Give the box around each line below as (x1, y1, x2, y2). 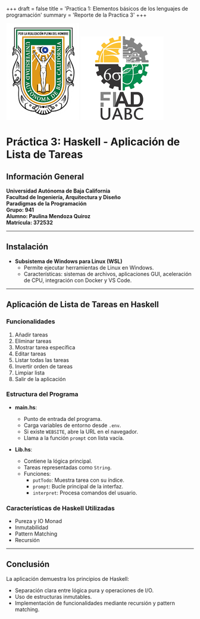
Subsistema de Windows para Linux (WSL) (14, 258, 123, 265)
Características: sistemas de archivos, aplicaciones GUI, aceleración (23, 270, 192, 277)
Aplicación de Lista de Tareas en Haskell (6, 299, 159, 309)
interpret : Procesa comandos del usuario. (32, 489, 137, 496)
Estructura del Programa (6, 390, 79, 398)
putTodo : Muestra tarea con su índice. (32, 476, 125, 484)
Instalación (6, 242, 49, 252)
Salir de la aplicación (14, 375, 66, 382)
